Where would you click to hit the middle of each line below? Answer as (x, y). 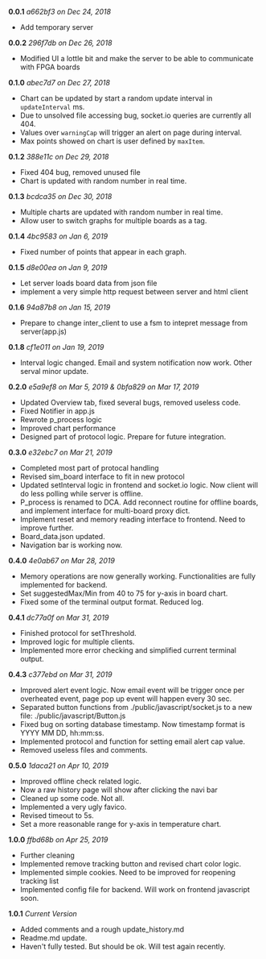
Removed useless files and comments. (84, 750)
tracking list (39, 881)
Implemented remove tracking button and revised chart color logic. (131, 864)
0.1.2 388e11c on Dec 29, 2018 (59, 157)
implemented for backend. (63, 585)
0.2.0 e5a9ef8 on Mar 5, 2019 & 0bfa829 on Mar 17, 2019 (104, 387)
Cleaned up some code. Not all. (72, 798)
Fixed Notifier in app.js (57, 411)
